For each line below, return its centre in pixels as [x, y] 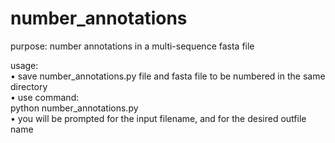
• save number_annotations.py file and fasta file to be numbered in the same [168, 76]
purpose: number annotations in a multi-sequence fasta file [132, 46]
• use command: [45, 97]
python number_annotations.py [74, 108]
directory [29, 86]
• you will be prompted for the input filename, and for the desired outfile [158, 118]
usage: [24, 65]
